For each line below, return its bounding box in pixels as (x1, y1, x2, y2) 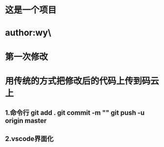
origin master (5, 117, 47, 125)
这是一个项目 (5, 4, 57, 16)
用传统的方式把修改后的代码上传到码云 (5, 75, 160, 86)
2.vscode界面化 (5, 134, 54, 143)
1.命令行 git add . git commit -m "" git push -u (5, 109, 145, 117)
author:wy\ (5, 27, 51, 38)
